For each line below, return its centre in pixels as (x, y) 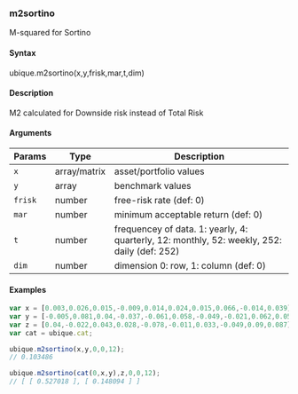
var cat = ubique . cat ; (51, 333)
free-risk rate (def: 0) (160, 200)
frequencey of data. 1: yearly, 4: (181, 229)
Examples (28, 289)
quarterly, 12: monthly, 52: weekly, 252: (198, 240)
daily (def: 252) (147, 251)
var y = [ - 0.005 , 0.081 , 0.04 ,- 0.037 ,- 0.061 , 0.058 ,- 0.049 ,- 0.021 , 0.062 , (142, 316)
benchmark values (153, 185)
